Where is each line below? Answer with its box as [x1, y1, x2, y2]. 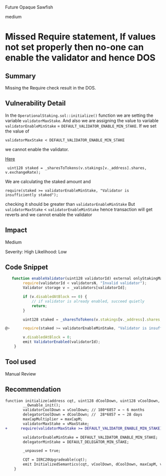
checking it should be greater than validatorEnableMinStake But [5, 201, 135, 207]
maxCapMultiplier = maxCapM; [23, 417, 83, 422]
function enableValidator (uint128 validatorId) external [11, 276, 132, 281]
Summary [5, 72, 36, 80]
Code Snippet [5, 263, 48, 272]
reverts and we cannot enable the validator [5, 211, 92, 217]
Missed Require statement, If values [5, 31, 156, 43]
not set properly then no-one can [5, 42, 144, 53]
